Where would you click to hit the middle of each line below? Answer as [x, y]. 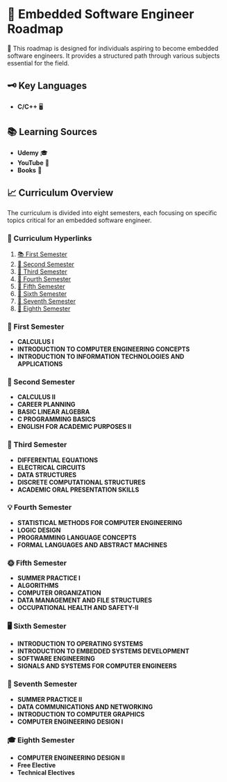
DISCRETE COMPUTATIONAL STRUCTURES [81, 482]
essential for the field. [38, 63]
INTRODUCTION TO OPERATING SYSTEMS [80, 644]
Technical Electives [46, 773]
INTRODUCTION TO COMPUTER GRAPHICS [81, 714]
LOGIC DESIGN [39, 530]
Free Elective [36, 765]
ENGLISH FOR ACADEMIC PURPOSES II [74, 427]
